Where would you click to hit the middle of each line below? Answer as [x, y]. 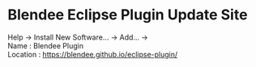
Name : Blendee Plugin [46, 45]
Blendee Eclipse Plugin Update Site [128, 15]
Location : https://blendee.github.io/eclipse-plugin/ [93, 54]
